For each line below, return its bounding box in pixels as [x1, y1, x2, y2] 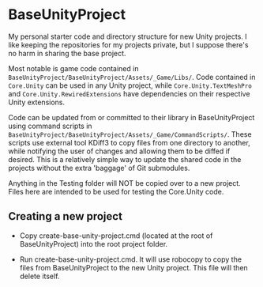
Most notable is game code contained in [8, 63, 139, 73]
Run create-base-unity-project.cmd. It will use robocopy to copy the [19, 255, 242, 264]
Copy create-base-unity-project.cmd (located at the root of [19, 231, 213, 240]
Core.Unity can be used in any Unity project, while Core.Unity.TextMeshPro [8, 81, 253, 90]
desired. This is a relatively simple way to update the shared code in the [8, 154, 242, 164]
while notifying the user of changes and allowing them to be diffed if [8, 146, 231, 156]
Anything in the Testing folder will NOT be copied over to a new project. [8, 178, 241, 187]
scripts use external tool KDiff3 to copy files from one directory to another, [8, 138, 250, 147]
